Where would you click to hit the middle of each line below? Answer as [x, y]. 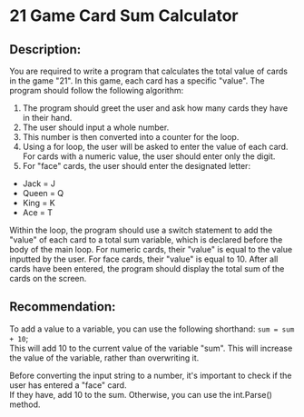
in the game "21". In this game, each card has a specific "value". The [137, 81]
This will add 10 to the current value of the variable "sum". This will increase [151, 348]
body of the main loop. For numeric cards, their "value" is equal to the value [151, 249]
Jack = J [39, 184]
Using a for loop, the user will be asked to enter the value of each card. [155, 147]
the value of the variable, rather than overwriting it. [104, 357]
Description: [45, 50]
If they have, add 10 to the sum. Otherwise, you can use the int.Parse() [141, 394]
